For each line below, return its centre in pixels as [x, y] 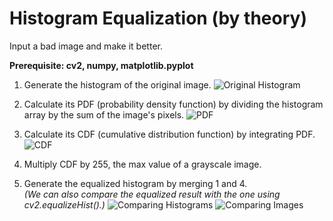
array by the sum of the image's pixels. [104, 114]
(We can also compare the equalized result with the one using [152, 194]
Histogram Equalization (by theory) [158, 18]
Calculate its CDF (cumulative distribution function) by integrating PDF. [169, 134]
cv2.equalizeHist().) [64, 204]
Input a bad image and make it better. [86, 46]
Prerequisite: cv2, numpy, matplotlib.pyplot [101, 65]
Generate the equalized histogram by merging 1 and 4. [135, 183]
